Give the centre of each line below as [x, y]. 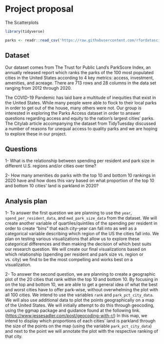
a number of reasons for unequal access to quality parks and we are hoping [81, 128]
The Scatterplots [22, 22]
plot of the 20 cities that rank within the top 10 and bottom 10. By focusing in [82, 280]
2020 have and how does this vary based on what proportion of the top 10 [80, 181]
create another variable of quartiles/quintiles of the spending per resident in [81, 223]
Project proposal [39, 9]
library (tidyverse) [25, 31]
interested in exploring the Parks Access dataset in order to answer [73, 113]
